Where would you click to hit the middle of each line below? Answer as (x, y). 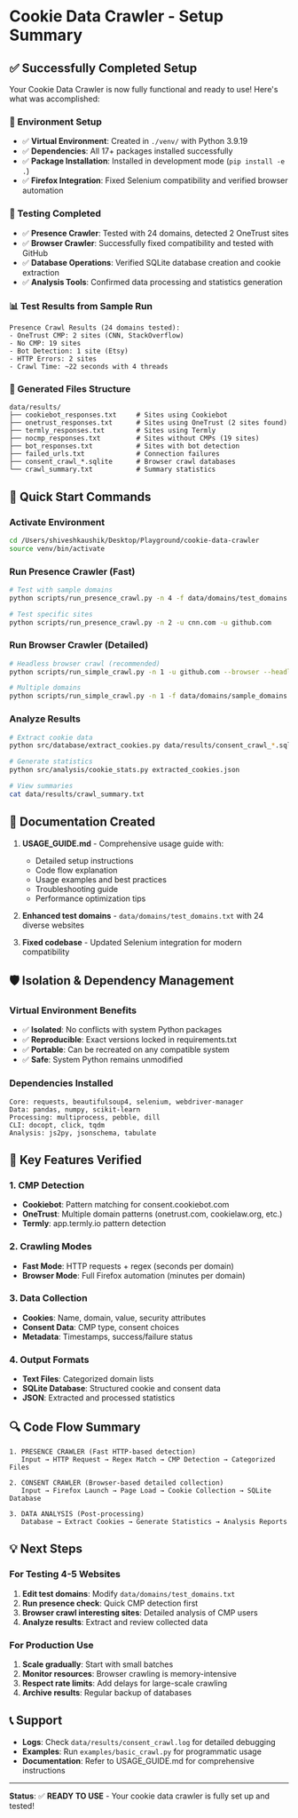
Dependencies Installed (61, 1083)
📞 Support (36, 1721)
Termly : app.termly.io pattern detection (94, 1224)
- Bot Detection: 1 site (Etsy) (69, 351)
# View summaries (41, 786)
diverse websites (53, 925)
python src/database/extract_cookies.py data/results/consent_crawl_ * (142, 746)
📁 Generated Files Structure (70, 388)
